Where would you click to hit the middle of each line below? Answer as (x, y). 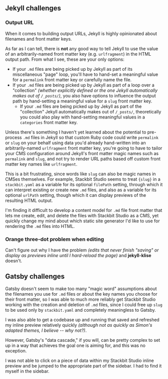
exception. (16, 350)
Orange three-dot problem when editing (54, 239)
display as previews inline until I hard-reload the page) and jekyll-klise (78, 255)
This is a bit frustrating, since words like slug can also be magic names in (80, 174)
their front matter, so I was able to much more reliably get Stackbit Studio (80, 299)
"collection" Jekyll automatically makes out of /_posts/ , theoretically (90, 111)
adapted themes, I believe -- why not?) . (46, 330)
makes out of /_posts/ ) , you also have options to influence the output (84, 95)
